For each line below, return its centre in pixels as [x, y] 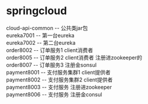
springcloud [36, 11]
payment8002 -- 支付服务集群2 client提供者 [59, 79]
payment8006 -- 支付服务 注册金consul [54, 94]
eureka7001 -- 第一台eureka [41, 35]
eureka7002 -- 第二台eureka [41, 43]
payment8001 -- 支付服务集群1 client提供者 [58, 72]
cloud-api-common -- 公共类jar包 [47, 28]
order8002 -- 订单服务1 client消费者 [50, 50]
